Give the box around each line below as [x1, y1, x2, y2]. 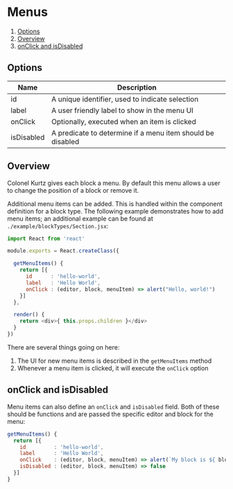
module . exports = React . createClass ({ [7, 248, 119, 255]
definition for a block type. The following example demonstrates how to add [7, 207, 224, 215]
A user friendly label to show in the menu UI [51, 105, 194, 115]
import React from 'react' [7, 235, 85, 242]
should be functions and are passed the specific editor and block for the [7, 410, 214, 418]
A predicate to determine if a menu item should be [51, 128, 215, 137]
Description [116, 83, 157, 92]
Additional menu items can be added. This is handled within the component [7, 199, 223, 208]
